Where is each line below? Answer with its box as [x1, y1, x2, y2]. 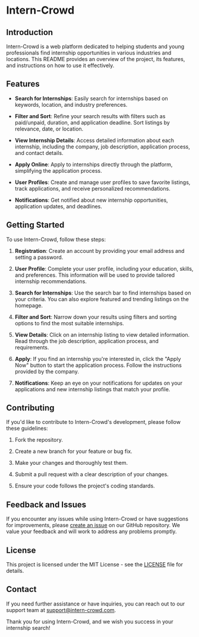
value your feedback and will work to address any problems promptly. [6, 528, 177, 535]
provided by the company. [14, 367, 79, 375]
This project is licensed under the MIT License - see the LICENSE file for [6, 561, 183, 568]
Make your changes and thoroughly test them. [14, 459, 128, 467]
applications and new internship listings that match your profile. [14, 385, 170, 392]
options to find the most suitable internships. [14, 319, 125, 327]
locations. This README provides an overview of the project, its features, [6, 56, 185, 62]
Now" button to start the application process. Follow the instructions [14, 362, 182, 369]
